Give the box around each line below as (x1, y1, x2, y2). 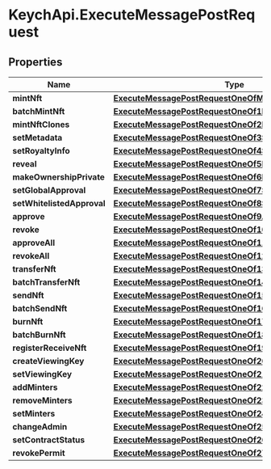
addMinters (12, 382, 58, 393)
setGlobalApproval (12, 184, 86, 196)
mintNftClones (12, 119, 70, 130)
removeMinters (12, 395, 73, 406)
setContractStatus (12, 434, 85, 446)
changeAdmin (12, 421, 68, 432)
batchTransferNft (12, 277, 81, 288)
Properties (8, 55, 63, 69)
